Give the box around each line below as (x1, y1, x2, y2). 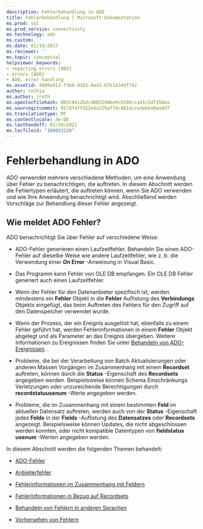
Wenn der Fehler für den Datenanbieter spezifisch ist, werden (15, 288, 170, 296)
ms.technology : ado (6, 32, 56, 38)
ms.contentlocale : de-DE (6, 116, 69, 122)
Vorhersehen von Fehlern (15, 516, 79, 523)
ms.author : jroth (6, 94, 50, 100)
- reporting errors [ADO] (6, 65, 72, 72)
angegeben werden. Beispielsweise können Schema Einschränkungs (15, 376, 188, 384)
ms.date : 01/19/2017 (6, 43, 59, 49)
